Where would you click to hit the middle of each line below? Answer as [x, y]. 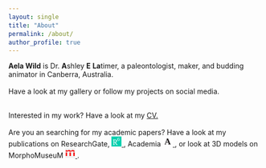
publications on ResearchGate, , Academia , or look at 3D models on [133, 144]
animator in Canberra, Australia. [61, 74]
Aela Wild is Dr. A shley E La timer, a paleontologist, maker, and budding [126, 66]
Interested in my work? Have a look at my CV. [83, 115]
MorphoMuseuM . [44, 155]
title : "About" [34, 25]
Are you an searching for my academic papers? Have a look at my [117, 133]
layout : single [34, 17]
